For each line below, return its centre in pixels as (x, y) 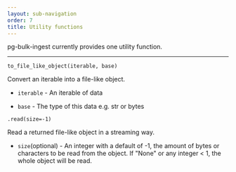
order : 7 (20, 20)
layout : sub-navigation (42, 14)
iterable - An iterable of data (60, 93)
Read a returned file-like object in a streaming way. (81, 132)
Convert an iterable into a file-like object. (66, 79)
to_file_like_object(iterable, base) (63, 66)
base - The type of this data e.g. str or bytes (81, 107)
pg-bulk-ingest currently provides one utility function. (85, 47)
